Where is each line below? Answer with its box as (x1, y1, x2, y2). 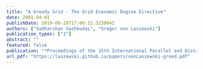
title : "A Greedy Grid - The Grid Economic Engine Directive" (6, 8, 166, 15)
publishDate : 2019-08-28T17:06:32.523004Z (6, 20, 115, 26)
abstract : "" (6, 37, 39, 43)
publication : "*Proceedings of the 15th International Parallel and (6, 48, 182, 54)
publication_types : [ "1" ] (6, 31, 71, 37)
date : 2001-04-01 (6, 14, 50, 20)
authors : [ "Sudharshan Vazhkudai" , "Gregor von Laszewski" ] (6, 25, 161, 32)
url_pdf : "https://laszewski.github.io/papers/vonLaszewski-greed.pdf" (6, 53, 190, 59)
